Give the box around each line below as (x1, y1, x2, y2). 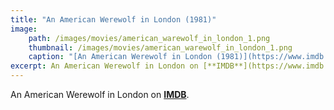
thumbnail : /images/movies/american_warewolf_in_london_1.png (28, 42, 293, 53)
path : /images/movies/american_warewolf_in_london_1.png (28, 33, 271, 43)
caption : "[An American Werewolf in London (28, 52, 213, 62)
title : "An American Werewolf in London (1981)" (10, 14, 217, 25)
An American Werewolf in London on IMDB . (10, 89, 190, 100)
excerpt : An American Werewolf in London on (10, 61, 199, 71)
